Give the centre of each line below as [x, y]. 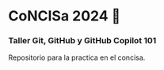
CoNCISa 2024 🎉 [65, 16]
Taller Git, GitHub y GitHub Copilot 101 [82, 41]
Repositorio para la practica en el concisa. [77, 57]
